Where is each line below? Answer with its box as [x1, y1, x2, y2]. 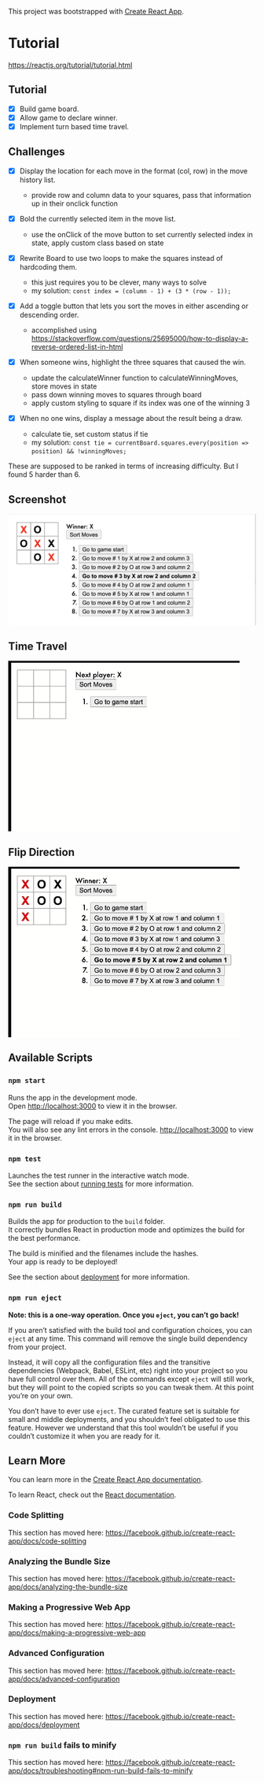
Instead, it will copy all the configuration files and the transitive [8, 1357, 211, 1367]
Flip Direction [8, 845, 75, 858]
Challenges [8, 145, 65, 158]
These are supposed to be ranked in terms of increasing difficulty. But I [8, 461, 239, 471]
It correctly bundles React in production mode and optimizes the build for [8, 1225, 245, 1234]
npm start [8, 1076, 46, 1085]
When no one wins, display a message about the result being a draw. [19, 414, 243, 423]
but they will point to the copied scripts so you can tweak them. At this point [8, 1383, 254, 1392]
